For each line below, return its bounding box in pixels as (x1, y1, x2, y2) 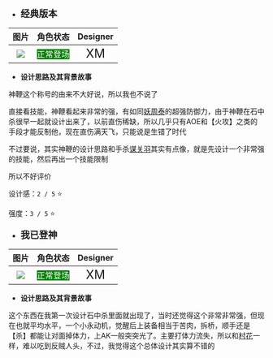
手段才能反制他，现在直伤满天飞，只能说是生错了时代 (8, 127, 187, 136)
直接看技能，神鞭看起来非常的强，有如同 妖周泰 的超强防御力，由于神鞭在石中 (8, 106, 265, 116)
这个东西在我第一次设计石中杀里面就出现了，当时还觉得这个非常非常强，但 (8, 311, 258, 320)
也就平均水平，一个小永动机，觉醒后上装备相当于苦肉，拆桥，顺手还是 (15, 321, 250, 330)
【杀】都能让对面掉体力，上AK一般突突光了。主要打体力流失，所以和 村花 (8, 331, 253, 340)
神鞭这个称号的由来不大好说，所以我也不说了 (8, 89, 158, 99)
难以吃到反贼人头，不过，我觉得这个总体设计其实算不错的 (22, 341, 215, 351)
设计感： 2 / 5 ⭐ (8, 189, 63, 198)
